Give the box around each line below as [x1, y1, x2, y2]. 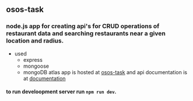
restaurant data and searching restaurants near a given [6, 29, 166, 37]
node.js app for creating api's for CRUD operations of [6, 22, 160, 30]
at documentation [23, 75, 66, 82]
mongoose [23, 62, 50, 69]
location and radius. [6, 37, 64, 45]
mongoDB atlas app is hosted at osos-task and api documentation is [23, 68, 188, 75]
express [23, 56, 43, 63]
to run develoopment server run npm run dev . [6, 88, 117, 95]
